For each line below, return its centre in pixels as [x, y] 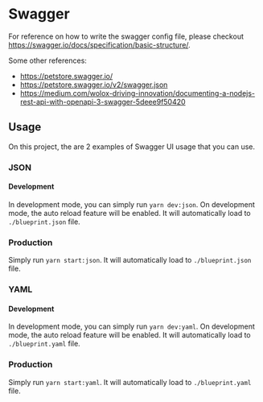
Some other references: [47, 60]
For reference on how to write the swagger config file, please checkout [126, 36]
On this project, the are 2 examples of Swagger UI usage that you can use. [132, 147]
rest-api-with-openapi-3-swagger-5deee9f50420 [103, 102]
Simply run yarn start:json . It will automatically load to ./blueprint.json [130, 260]
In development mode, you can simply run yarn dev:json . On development [131, 204]
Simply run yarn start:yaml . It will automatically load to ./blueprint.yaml [130, 382]
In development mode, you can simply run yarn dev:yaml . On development [131, 326]
